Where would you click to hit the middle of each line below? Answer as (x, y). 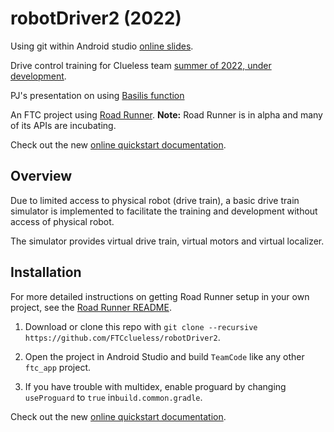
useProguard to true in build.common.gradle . (113, 397)
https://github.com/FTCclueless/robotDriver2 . (122, 337)
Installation (46, 272)
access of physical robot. (62, 221)
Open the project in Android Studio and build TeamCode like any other (164, 356)
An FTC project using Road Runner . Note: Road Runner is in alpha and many (166, 114)
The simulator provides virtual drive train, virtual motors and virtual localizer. (167, 241)
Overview (41, 176)
